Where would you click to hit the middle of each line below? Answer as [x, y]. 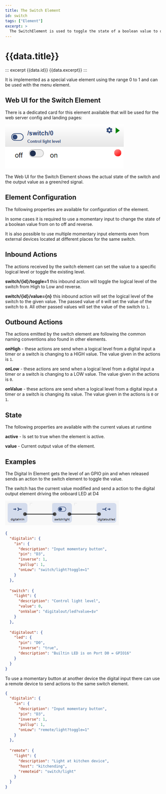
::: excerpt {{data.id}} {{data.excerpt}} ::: [46, 70]
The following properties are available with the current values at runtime [78, 427]
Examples [21, 462]
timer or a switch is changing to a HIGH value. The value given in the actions [83, 354]
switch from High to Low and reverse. [43, 286]
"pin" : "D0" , [32, 643]
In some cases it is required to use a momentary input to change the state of [83, 219]
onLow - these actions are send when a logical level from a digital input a [80, 369]
